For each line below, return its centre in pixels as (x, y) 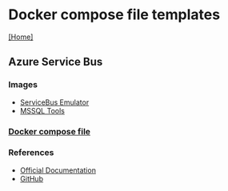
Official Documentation (58, 170)
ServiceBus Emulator (54, 102)
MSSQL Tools (42, 110)
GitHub (32, 178)
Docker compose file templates (114, 15)
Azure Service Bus (56, 62)
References (31, 153)
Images (23, 85)
